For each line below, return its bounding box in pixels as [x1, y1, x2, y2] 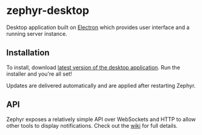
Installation [6, 48, 50, 58]
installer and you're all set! [6, 70, 72, 77]
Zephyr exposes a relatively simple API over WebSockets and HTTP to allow [6, 116, 196, 123]
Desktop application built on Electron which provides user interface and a [6, 24, 190, 31]
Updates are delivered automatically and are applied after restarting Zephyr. [6, 82, 196, 89]
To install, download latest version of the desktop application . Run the [6, 64, 181, 71]
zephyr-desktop [6, 4, 90, 18]
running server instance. [6, 30, 68, 37]
